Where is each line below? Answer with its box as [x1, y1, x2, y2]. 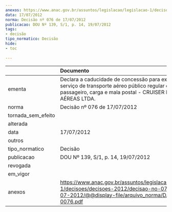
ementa [8, 85, 27, 93]
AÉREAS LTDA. [60, 95, 96, 102]
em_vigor [8, 170, 30, 178]
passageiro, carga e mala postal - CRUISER [60, 89, 165, 96]
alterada [8, 120, 28, 127]
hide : [5, 41, 17, 46]
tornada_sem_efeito [8, 112, 55, 119]
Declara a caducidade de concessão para [60, 76, 160, 83]
